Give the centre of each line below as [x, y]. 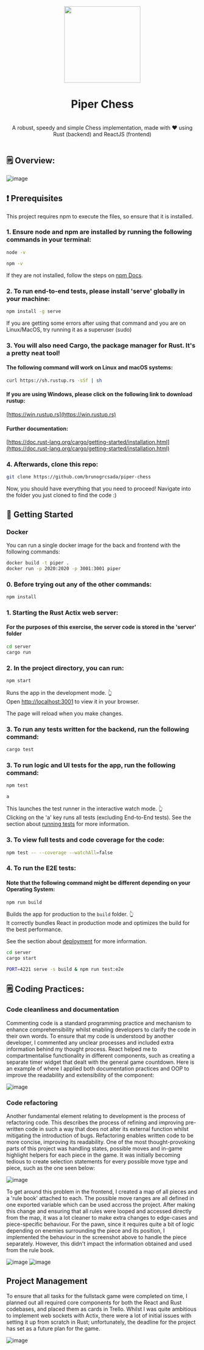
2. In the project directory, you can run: [65, 668]
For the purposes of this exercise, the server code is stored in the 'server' [101, 627]
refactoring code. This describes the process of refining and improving [95, 1122]
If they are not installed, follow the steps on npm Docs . [75, 275]
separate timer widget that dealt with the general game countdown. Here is [100, 1062]
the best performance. [34, 930]
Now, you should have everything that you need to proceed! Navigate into [99, 489]
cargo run [19, 652]
